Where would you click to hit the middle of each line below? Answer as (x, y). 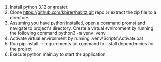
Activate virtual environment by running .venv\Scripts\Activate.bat (76, 38)
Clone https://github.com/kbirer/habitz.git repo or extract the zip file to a (83, 12)
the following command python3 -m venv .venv (57, 33)
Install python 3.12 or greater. (39, 7)
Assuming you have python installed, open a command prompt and (78, 23)
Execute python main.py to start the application (57, 54)
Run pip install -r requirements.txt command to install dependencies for (82, 44)
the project (21, 49)
